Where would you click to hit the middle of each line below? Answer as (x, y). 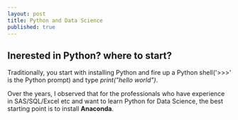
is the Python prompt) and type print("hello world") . (83, 80)
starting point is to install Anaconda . (60, 109)
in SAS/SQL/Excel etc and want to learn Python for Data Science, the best (115, 101)
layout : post (27, 14)
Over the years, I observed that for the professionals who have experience (116, 94)
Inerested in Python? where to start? (90, 55)
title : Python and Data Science (55, 20)
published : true (31, 27)
